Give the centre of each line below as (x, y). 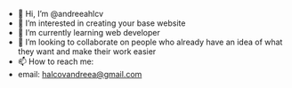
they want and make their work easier (87, 52)
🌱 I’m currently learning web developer (89, 32)
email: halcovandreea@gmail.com (80, 74)
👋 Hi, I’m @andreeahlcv (61, 14)
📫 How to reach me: (56, 61)
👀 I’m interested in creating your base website (101, 23)
